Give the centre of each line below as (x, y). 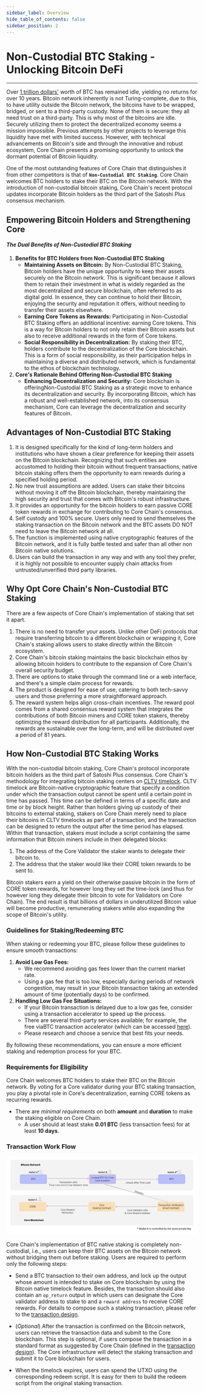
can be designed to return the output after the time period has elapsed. (95, 826)
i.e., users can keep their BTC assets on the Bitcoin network (106, 1251)
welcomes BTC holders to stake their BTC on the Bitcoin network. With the (99, 181)
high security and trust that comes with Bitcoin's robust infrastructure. (103, 499)
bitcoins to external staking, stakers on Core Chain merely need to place (97, 814)
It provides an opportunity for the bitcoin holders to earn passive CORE (104, 505)
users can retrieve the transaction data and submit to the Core (93, 1333)
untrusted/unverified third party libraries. (66, 570)
